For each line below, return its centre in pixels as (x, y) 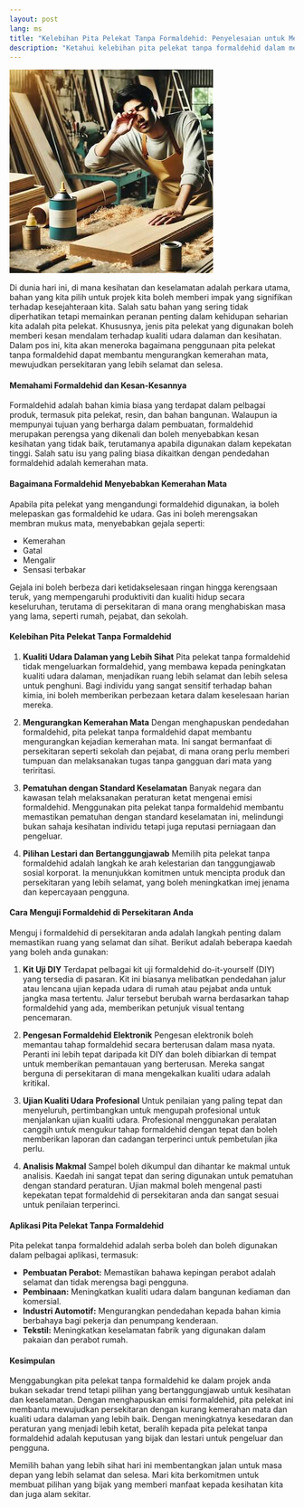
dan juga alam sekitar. (50, 1494)
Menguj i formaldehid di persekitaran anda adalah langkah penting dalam (145, 933)
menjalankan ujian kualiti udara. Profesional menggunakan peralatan (150, 1120)
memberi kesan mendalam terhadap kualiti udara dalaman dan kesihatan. (146, 336)
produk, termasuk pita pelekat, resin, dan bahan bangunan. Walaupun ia (143, 415)
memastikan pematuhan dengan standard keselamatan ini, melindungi (153, 816)
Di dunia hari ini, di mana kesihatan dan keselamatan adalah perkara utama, (150, 288)
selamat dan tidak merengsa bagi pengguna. (105, 1282)
